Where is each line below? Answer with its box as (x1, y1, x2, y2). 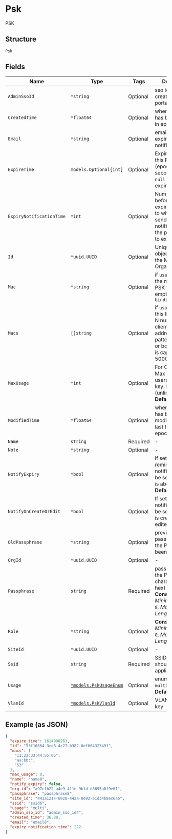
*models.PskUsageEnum (71, 682, 123, 688)
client (155, 323, 168, 330)
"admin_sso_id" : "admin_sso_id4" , (10, 810, 83, 815)
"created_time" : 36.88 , (10, 815, 60, 820)
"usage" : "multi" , (10, 805, 50, 811)
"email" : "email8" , (10, 820, 52, 825)
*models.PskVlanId (71, 700, 116, 706)
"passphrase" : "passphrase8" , (10, 791, 74, 796)
